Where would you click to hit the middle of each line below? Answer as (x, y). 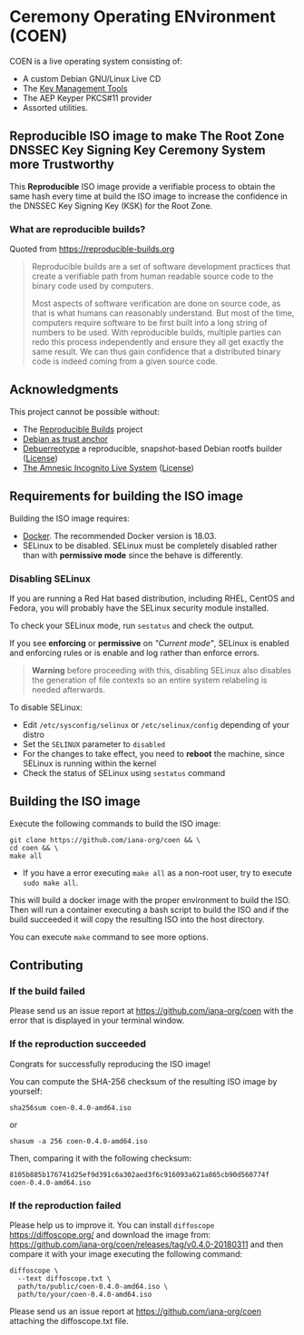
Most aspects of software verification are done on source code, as (156, 304)
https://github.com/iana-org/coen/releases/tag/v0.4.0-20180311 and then (147, 1244)
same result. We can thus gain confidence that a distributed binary (156, 352)
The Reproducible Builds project (83, 429)
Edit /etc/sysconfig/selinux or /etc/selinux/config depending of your (156, 724)
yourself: (26, 1091)
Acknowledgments (64, 390)
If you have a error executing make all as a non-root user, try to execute (157, 872)
